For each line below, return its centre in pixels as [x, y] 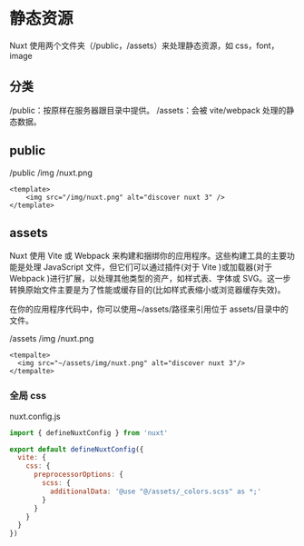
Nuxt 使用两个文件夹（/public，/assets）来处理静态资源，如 [122, 45]
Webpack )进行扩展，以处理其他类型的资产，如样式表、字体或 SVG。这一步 [150, 279]
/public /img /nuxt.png [51, 173]
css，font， [257, 45]
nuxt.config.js [35, 416]
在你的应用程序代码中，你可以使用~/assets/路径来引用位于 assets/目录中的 [149, 309]
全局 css [28, 396]
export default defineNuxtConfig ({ [77, 449]
